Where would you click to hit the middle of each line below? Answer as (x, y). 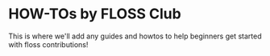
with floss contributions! (48, 44)
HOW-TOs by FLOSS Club (95, 14)
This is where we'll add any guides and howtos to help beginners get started (135, 36)
